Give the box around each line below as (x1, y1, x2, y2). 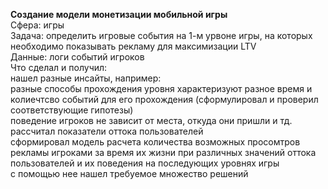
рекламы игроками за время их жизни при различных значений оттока (10, 147, 317, 158)
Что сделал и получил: (10, 62, 108, 73)
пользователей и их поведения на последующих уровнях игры (10, 157, 280, 169)
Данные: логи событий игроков (10, 51, 145, 63)
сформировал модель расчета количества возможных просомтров (10, 136, 301, 148)
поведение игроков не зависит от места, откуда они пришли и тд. (10, 115, 293, 126)
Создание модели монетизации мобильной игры (10, 9, 228, 20)
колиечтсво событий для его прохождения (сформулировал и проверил (10, 94, 319, 105)
